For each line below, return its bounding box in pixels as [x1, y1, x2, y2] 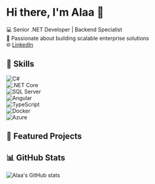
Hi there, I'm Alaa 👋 [6, 5, 104, 19]
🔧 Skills [6, 59, 35, 69]
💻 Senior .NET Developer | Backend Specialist [6, 25, 122, 33]
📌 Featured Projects [6, 131, 82, 142]
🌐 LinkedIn [6, 41, 33, 48]
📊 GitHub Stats [6, 153, 65, 163]
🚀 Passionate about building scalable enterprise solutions [6, 34, 150, 42]
